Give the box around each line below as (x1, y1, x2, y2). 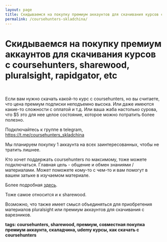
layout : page (5, 7, 32, 12)
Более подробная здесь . (5, 182, 58, 188)
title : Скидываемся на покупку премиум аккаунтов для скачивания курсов (5, 12, 159, 17)
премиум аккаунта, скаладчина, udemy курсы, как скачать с (5, 227, 139, 233)
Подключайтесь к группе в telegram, (5, 126, 83, 132)
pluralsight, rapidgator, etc (5, 70, 118, 81)
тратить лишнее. (5, 147, 41, 153)
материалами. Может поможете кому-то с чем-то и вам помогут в (5, 167, 148, 173)
